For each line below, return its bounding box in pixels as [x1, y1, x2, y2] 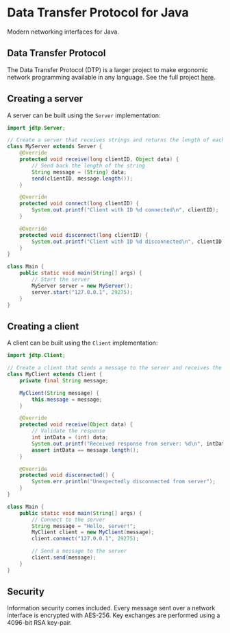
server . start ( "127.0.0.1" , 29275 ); [31, 288, 133, 296]
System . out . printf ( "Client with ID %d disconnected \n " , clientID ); [31, 238, 228, 245]
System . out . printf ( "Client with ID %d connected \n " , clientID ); [31, 207, 219, 214]
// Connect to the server [31, 516, 106, 523]
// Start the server [31, 276, 90, 283]
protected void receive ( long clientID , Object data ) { [19, 156, 179, 163]
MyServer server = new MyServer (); [31, 282, 133, 289]
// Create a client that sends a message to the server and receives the [7, 365, 222, 371]
